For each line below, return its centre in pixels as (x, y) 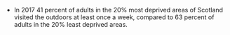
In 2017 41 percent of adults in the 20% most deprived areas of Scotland (118, 10)
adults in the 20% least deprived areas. (70, 24)
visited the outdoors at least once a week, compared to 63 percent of (114, 17)
